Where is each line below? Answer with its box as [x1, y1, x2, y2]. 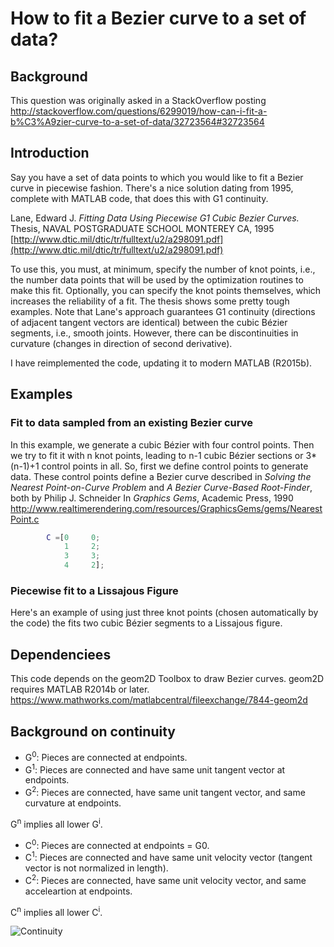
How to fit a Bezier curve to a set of [10, 7, 307, 30]
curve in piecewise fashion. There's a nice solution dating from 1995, [10, 182, 294, 194]
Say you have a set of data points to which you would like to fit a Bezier [10, 171, 304, 183]
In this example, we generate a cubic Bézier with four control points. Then [10, 438, 315, 451]
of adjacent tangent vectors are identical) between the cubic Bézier [10, 316, 288, 328]
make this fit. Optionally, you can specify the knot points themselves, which [10, 284, 322, 296]
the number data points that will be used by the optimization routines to [10, 273, 304, 286]
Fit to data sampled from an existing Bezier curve [10, 416, 253, 430]
